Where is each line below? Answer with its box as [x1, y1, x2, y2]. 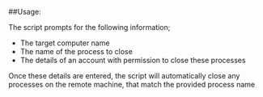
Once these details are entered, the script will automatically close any [8, 71, 240, 80]
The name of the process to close [19, 47, 134, 56]
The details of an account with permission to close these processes [19, 56, 246, 65]
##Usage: [8, 7, 42, 16]
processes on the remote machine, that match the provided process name [8, 80, 256, 89]
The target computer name [19, 38, 110, 48]
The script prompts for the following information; [8, 23, 171, 32]
